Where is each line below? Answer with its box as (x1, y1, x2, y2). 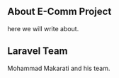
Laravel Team (7, 45, 68, 57)
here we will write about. (7, 24, 79, 33)
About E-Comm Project (7, 6, 112, 18)
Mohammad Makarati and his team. (7, 64, 110, 72)
